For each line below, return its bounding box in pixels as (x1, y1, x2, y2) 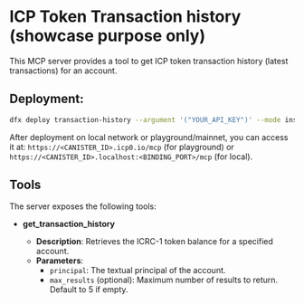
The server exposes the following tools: (9, 201, 157, 212)
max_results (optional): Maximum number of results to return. (49, 274, 279, 286)
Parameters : (35, 255, 84, 266)
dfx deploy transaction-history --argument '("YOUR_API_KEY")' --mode (9, 115, 281, 124)
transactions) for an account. (9, 65, 118, 76)
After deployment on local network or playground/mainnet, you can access (9, 131, 289, 142)
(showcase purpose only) (9, 25, 206, 46)
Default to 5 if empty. (49, 284, 128, 295)
